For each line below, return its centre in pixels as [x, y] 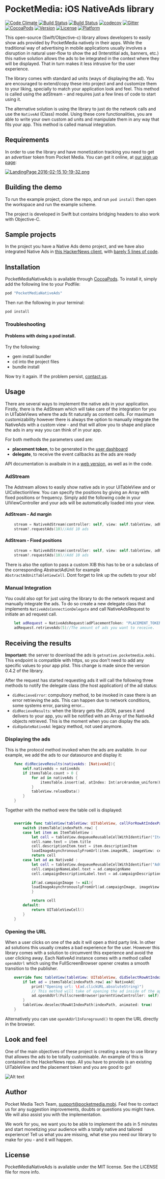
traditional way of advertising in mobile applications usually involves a [76, 48]
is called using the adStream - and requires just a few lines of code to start [81, 94]
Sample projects [31, 234]
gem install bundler [32, 357]
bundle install [26, 367]
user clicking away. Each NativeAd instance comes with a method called [78, 958]
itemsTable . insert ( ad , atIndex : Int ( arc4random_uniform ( [100, 782]
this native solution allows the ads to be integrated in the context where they [82, 58]
